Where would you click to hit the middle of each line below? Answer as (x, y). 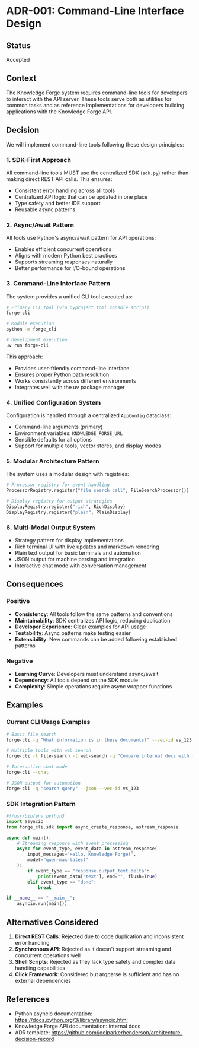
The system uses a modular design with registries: (68, 474)
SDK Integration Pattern (41, 804)
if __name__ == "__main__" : (41, 898)
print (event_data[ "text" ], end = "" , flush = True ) (98, 876)
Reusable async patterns (45, 209)
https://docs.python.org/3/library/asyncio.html (71, 1020)
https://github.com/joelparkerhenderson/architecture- (117, 1032)
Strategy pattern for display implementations (69, 541)
